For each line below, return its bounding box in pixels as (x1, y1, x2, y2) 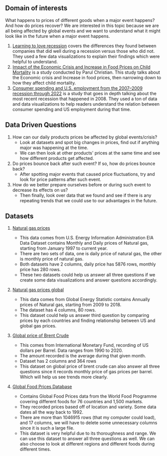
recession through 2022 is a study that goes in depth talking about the (12, 90, 157, 96)
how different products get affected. (19, 155, 94, 161)
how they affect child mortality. (12, 80, 76, 86)
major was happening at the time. (19, 145, 88, 151)
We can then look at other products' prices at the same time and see (19, 150, 161, 156)
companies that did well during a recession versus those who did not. (12, 48, 155, 54)
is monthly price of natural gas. (19, 256, 83, 262)
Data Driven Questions (5, 121, 77, 129)
